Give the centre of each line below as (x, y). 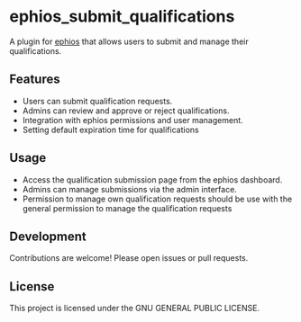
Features (35, 80)
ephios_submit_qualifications (122, 17)
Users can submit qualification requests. (97, 101)
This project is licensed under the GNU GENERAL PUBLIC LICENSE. (134, 309)
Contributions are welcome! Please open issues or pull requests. (129, 258)
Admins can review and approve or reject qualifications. (126, 111)
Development (48, 236)
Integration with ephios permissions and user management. (132, 120)
